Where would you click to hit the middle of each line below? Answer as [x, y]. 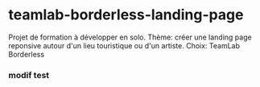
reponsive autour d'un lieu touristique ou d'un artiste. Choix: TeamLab [124, 45]
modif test [29, 75]
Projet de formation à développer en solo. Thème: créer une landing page [130, 37]
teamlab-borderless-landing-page [126, 15]
